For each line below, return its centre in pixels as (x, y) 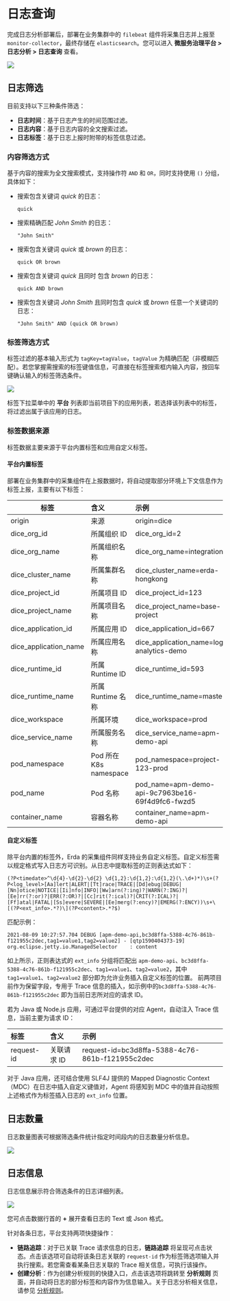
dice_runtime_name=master (180, 696)
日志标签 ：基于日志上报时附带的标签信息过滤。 (83, 137)
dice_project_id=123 (169, 592)
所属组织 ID (109, 533)
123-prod (152, 768)
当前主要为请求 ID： (47, 1018)
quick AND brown (40, 289)
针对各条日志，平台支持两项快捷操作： (61, 1233)
